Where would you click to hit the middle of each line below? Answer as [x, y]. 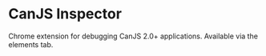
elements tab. [31, 44]
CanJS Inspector [65, 14]
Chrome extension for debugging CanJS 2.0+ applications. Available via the [133, 36]
